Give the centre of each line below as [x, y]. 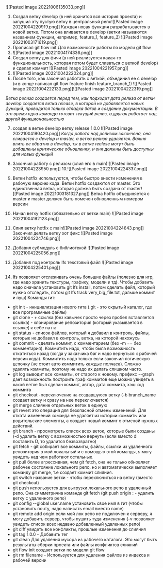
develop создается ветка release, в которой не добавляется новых [75, 103]
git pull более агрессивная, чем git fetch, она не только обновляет [81, 462]
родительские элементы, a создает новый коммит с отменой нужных [85, 421]
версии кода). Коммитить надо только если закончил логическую [81, 359]
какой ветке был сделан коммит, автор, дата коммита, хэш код [78, 384]
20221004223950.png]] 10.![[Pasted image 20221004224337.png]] [80, 169]
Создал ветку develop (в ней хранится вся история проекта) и [77, 16]
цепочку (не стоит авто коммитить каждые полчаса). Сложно [77, 364]
